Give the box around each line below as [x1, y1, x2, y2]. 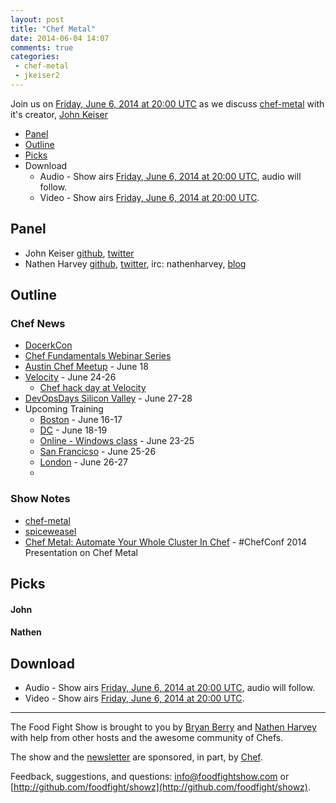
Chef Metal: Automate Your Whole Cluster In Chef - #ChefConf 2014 [24, 536, 308, 548]
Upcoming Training [24, 403, 104, 415]
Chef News [10, 317, 66, 330]
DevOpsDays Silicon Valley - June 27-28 [24, 392, 193, 405]
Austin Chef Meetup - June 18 [24, 361, 149, 373]
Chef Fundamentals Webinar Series [24, 350, 172, 362]
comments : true [10, 42, 74, 53]
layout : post [10, 14, 65, 25]
